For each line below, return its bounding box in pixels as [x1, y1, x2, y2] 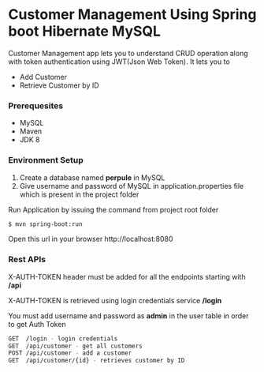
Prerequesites [8, 100, 64, 111]
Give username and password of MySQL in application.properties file [19, 181, 244, 190]
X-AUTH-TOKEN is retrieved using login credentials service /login [8, 295, 222, 305]
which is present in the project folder [19, 190, 139, 199]
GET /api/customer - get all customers [8, 342, 143, 350]
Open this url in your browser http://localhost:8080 [8, 235, 173, 244]
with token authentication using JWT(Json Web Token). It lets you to [8, 57, 230, 66]
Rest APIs [8, 254, 46, 265]
